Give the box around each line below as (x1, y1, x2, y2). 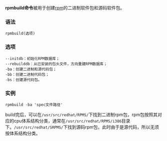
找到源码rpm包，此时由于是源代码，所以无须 (67, 124, 159, 130)
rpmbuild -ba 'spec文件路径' (5, 102, 63, 107)
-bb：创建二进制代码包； (5, 72, 49, 77)
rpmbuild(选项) (5, 31, 35, 36)
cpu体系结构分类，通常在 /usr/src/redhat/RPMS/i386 (13, 118, 121, 124)
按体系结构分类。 (5, 130, 40, 136)
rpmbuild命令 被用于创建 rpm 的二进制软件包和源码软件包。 (5, 5, 125, 10)
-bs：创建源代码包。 (5, 77, 42, 82)
